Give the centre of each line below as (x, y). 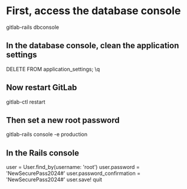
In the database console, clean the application (93, 46)
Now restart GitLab (42, 87)
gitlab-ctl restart (26, 102)
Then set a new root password (63, 120)
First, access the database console (93, 11)
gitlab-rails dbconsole (33, 27)
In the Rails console (43, 153)
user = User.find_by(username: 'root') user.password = (73, 167)
